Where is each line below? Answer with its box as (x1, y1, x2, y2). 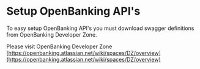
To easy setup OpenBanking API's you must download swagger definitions (6, 24, 194, 32)
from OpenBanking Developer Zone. (6, 31, 97, 38)
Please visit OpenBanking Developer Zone (6, 43, 113, 50)
